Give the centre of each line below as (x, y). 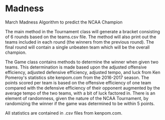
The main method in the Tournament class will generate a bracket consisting (82, 31)
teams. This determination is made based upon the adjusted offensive (76, 67)
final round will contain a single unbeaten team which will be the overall (78, 47)
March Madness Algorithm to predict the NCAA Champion (64, 22)
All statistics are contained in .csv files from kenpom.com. (64, 113)
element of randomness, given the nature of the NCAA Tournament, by (77, 98)
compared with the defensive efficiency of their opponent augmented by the (82, 88)
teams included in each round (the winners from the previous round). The (80, 42)
